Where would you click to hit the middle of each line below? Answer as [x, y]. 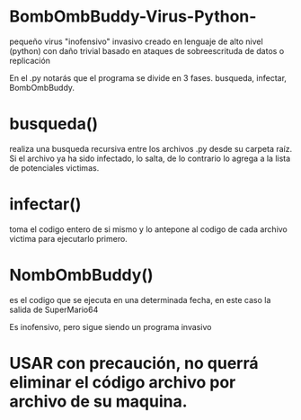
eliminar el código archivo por [123, 382]
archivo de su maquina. [98, 401]
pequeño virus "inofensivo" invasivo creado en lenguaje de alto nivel [136, 41]
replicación [30, 60]
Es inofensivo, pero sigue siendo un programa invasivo [111, 326]
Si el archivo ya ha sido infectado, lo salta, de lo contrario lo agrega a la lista [150, 158]
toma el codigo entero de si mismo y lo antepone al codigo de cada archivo [148, 229]
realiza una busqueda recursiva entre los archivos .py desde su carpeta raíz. [151, 148]
